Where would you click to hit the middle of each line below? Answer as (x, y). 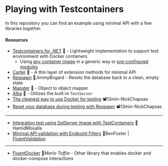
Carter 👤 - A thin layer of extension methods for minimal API (74, 72)
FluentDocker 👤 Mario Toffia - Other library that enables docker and (82, 153)
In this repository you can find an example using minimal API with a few (78, 23)
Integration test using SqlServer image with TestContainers (73, 123)
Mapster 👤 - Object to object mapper (50, 88)
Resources (17, 40)
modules (29, 67)
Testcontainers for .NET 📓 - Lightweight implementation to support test (85, 51)
